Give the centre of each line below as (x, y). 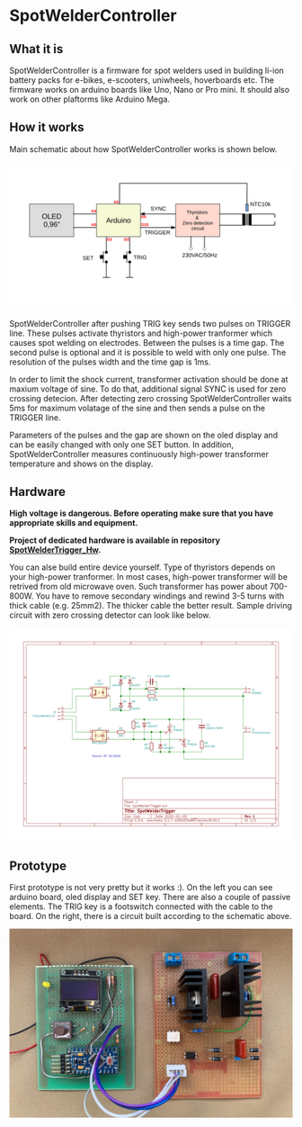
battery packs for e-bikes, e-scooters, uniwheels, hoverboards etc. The (142, 80)
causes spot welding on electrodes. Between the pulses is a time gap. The (147, 342)
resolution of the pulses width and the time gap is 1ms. (110, 362)
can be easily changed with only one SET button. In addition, (122, 444)
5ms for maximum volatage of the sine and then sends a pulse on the (137, 408)
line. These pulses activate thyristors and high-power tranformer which (141, 333)
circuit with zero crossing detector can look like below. (110, 615)
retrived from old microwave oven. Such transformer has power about (138, 587)
